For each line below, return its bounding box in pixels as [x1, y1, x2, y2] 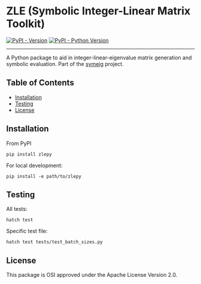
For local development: [6, 162, 63, 169]
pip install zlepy [6, 151, 52, 157]
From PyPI [6, 140, 32, 147]
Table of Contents [6, 78, 75, 88]
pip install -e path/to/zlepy [6, 173, 82, 179]
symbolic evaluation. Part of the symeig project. [6, 60, 124, 67]
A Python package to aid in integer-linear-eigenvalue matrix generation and [6, 54, 193, 61]
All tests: [6, 206, 28, 213]
